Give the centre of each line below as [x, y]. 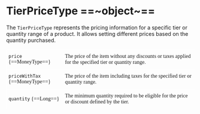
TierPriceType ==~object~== [81, 11]
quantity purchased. [31, 40]
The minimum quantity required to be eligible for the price [126, 96]
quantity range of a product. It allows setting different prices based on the [97, 33]
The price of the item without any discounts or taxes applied [128, 56]
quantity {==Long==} [34, 99]
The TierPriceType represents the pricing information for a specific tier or [97, 27]
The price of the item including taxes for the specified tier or [128, 76]
